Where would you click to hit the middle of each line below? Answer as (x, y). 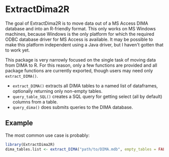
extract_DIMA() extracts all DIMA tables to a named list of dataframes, (85, 86)
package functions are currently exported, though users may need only (79, 70)
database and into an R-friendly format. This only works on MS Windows (80, 28)
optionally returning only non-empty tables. (57, 91)
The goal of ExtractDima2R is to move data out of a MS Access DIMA (77, 23)
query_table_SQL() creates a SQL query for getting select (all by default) (87, 96)
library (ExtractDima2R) (30, 144)
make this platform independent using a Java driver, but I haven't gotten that (84, 44)
